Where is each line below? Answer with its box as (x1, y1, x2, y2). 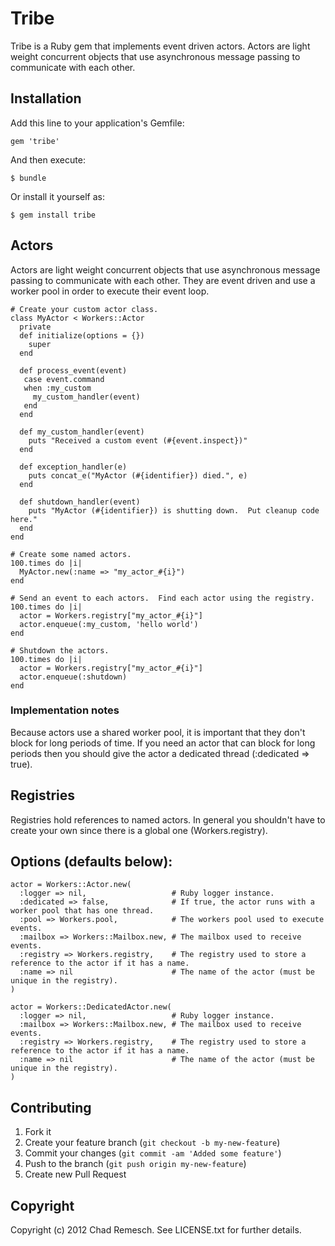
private (19, 322, 52, 332)
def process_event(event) (19, 365, 128, 376)
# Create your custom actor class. (10, 304, 159, 314)
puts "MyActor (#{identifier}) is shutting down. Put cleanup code (28, 505, 320, 516)
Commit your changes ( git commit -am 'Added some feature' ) (24, 1147, 282, 1159)
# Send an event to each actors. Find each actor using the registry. (10, 593, 315, 603)
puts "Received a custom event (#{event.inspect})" (28, 435, 248, 446)
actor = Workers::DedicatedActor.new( (10, 1002, 172, 1012)
